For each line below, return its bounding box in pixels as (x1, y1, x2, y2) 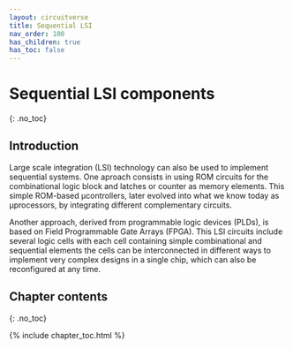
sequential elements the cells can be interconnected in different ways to (9, 245, 272, 255)
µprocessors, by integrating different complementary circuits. (9, 200, 232, 210)
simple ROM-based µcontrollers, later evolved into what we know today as (9, 190, 280, 201)
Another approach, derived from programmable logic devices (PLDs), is (9, 216, 269, 227)
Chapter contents (9, 289, 109, 305)
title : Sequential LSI (9, 21, 93, 30)
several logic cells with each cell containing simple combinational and (9, 235, 262, 246)
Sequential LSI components (9, 84, 215, 104)
